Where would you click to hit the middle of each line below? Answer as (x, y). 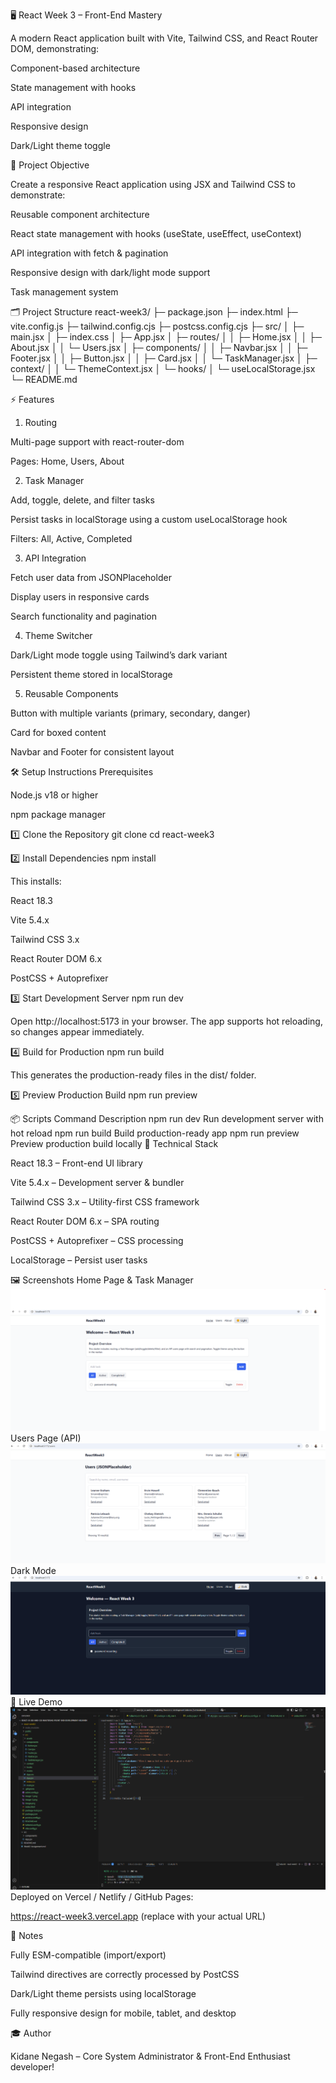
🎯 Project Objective (50, 165)
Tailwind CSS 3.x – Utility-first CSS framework (105, 1202)
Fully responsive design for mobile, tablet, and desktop (123, 2013)
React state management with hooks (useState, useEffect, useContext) (156, 233)
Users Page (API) (46, 1438)
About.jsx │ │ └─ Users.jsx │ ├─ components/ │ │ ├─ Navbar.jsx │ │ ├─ (159, 347)
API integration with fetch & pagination (89, 253)
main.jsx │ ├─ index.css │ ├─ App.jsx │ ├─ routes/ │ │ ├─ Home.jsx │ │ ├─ (166, 337)
